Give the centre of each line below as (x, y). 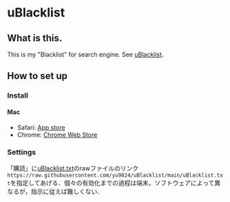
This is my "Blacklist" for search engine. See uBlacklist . (85, 54)
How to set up (37, 76)
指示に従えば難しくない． (67, 191)
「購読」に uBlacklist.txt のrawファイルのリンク (73, 168)
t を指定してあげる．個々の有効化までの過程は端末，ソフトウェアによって (111, 183)
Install (18, 96)
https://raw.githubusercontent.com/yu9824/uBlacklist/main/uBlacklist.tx (115, 175)
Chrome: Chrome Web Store (57, 135)
